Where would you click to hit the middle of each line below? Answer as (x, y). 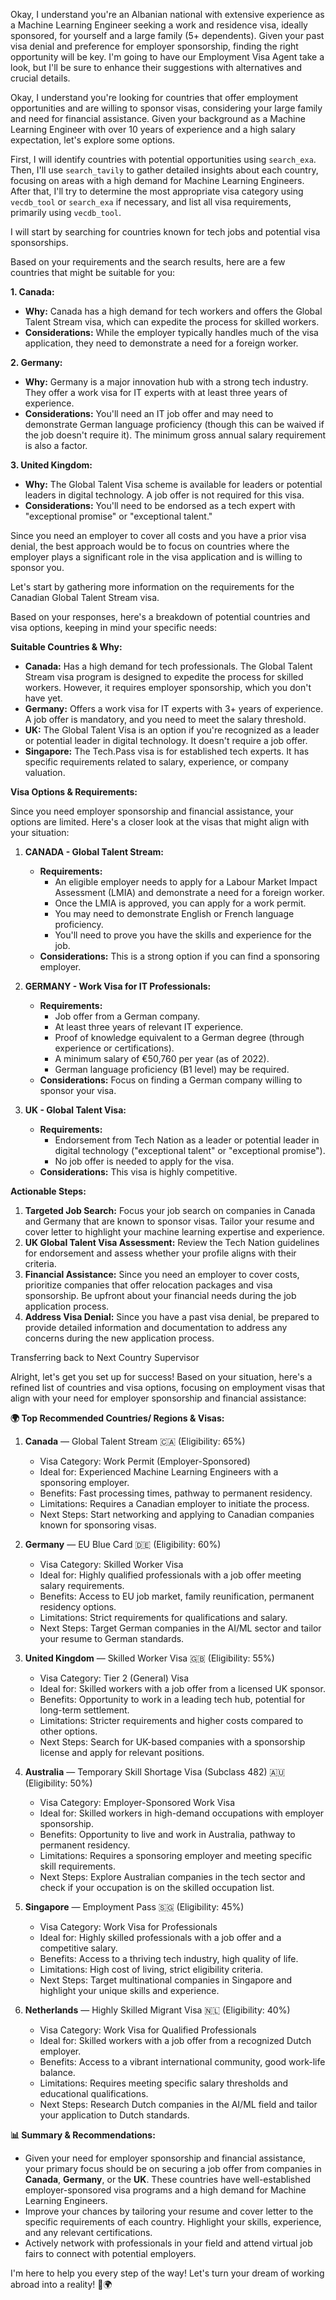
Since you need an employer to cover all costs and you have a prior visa (158, 535)
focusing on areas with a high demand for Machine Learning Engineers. (157, 180)
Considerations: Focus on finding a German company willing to (171, 1080)
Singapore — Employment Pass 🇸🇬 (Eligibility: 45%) (134, 1907)
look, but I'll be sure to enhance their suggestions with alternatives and (156, 67)
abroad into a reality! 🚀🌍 (61, 2284)
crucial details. (40, 78)
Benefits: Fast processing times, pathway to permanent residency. (176, 1493)
